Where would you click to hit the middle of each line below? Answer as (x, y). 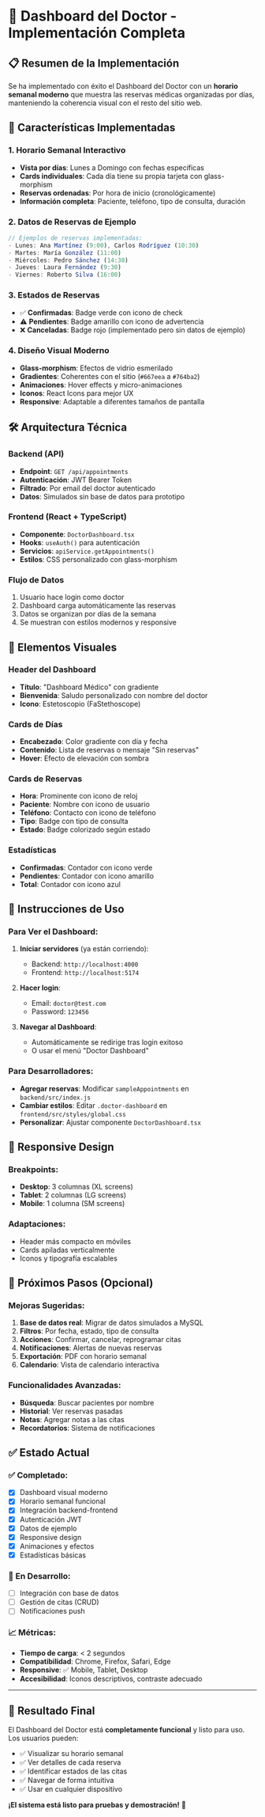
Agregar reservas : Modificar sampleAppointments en (104, 1088)
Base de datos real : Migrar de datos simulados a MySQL (111, 1323)
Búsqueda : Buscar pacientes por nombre (87, 1402)
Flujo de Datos (36, 579)
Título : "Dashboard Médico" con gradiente (89, 687)
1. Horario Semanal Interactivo (67, 150)
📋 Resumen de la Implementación (94, 63)
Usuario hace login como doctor (72, 597)
